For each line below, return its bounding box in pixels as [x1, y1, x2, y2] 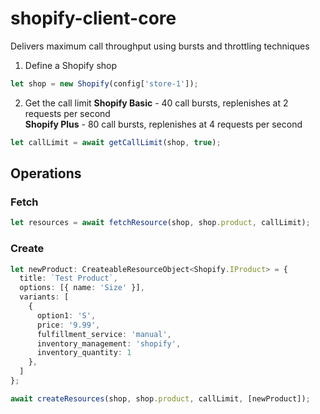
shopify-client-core [10, 7, 177, 30]
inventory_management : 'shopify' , [36, 338, 182, 349]
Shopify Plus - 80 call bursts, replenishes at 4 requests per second [24, 118, 303, 130]
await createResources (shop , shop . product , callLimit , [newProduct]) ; [10, 393, 311, 404]
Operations [10, 165, 82, 182]
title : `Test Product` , [19, 273, 118, 284]
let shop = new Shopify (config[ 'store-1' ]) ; [10, 78, 199, 89]
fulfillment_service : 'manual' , [36, 329, 172, 339]
